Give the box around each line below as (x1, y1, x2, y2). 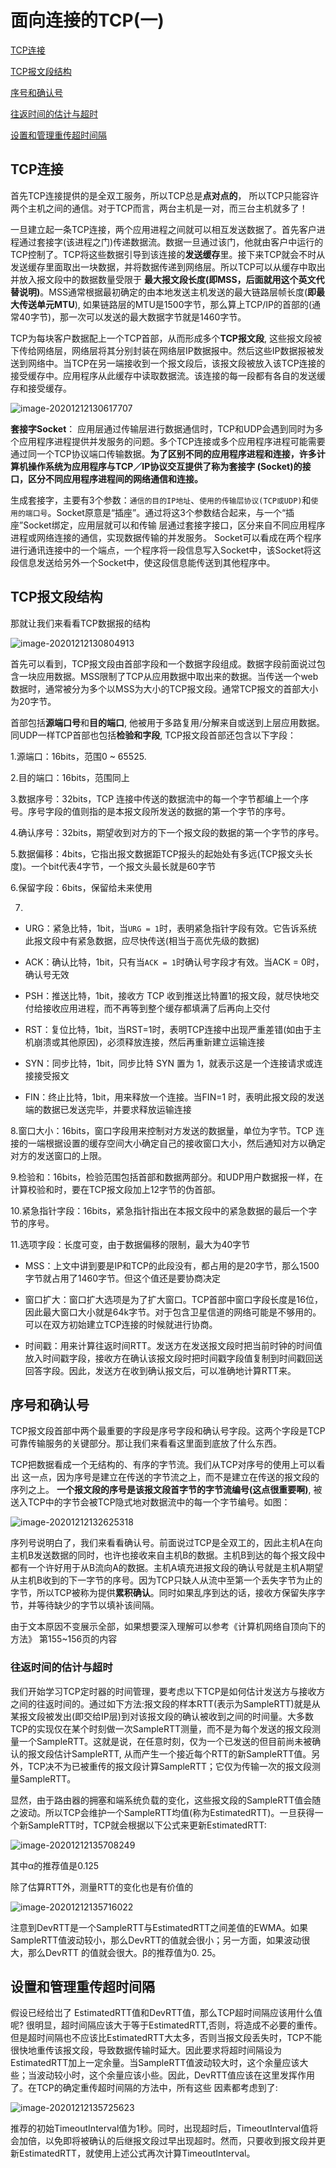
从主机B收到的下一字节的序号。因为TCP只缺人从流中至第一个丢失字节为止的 (10, 1574, 323, 1586)
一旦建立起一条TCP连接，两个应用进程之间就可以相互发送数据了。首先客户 (10, 223, 317, 235)
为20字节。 (10, 695, 57, 707)
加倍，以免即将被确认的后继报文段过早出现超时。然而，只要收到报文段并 (18, 2135, 317, 2147)
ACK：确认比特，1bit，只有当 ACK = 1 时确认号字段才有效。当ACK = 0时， (24, 956, 325, 968)
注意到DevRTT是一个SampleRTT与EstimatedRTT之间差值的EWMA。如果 (10, 1921, 309, 1933)
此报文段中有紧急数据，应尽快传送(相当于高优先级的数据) (24, 934, 260, 946)
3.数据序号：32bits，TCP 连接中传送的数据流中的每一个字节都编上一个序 (10, 792, 310, 805)
